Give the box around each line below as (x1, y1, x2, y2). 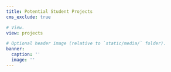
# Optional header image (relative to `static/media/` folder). (6, 40, 166, 47)
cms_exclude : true (6, 14, 51, 20)
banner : (6, 46, 25, 52)
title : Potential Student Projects (6, 8, 93, 15)
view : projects (6, 30, 43, 36)
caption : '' (11, 52, 41, 57)
